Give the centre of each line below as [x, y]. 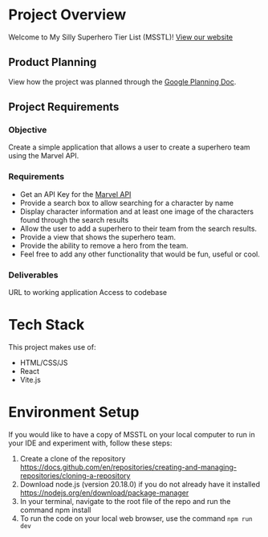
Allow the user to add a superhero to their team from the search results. [138, 228]
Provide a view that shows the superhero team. [98, 237]
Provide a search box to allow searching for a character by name [127, 203]
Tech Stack [47, 325]
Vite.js [30, 379]
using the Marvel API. [44, 156]
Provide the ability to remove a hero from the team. [104, 245]
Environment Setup [74, 412]
